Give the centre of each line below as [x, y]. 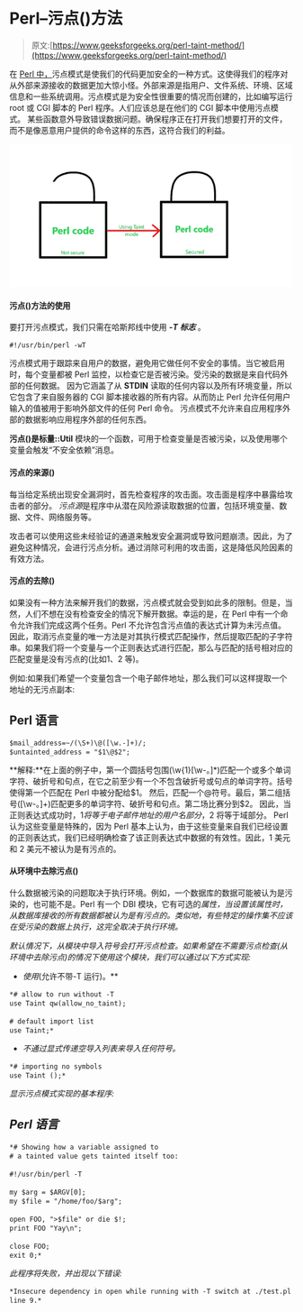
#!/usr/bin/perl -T [46, 1174]
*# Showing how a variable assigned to [84, 1147]
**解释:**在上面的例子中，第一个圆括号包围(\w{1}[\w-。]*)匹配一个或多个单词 [150, 770]
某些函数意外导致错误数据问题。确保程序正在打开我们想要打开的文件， [157, 119]
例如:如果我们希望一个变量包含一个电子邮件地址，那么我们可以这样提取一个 [148, 678]
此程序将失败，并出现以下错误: [66, 1273]
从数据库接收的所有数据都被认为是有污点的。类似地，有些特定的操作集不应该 [151, 915]
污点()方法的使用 [40, 305]
